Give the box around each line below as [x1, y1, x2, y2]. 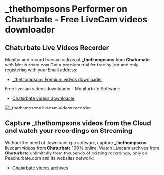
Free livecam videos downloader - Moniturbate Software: [5, 86, 120, 91]
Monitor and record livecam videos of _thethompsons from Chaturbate [5, 57, 150, 62]
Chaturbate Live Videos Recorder [5, 44, 109, 52]
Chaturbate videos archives [12, 165, 69, 171]
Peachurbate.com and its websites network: [5, 155, 94, 161]
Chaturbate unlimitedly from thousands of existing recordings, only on [5, 150, 148, 156]
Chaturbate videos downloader [12, 95, 75, 101]
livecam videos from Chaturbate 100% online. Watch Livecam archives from [5, 145, 159, 151]
